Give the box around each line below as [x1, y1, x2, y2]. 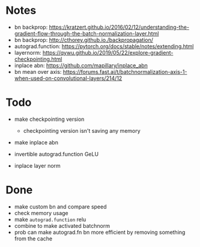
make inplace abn [14, 139, 58, 146]
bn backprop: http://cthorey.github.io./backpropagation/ [14, 36, 154, 43]
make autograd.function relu [14, 216, 86, 223]
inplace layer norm [14, 162, 61, 169]
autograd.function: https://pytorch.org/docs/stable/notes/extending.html [14, 43, 194, 50]
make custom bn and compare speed [14, 203, 107, 210]
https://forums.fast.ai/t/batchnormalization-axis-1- [62, 68, 187, 75]
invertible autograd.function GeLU [14, 150, 99, 157]
